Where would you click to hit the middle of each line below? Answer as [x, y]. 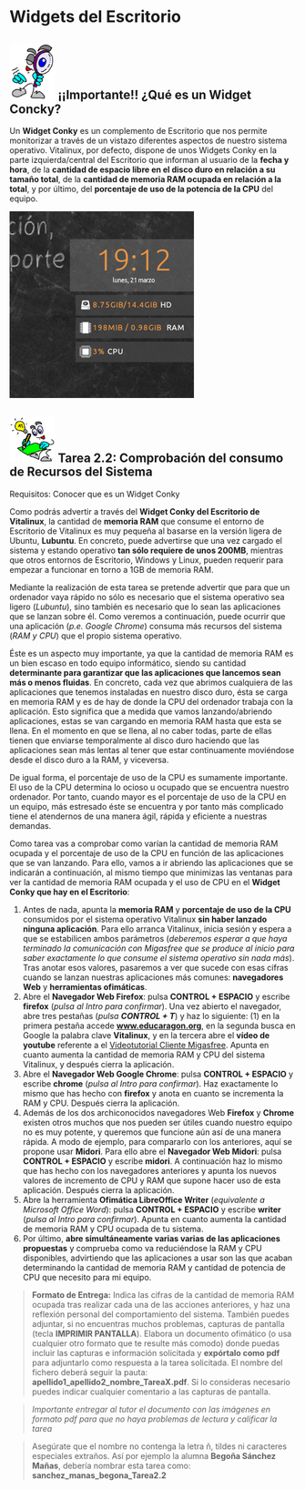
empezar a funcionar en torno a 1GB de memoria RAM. [112, 569]
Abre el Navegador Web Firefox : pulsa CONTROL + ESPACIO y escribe [156, 996]
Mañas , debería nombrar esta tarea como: [111, 1465]
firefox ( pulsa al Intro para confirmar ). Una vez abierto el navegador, [152, 1006]
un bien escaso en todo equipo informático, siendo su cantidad [128, 663]
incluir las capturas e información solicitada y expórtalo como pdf [156, 1352]
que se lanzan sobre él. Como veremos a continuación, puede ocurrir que [147, 616]
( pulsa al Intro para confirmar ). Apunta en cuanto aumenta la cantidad [154, 1219]
